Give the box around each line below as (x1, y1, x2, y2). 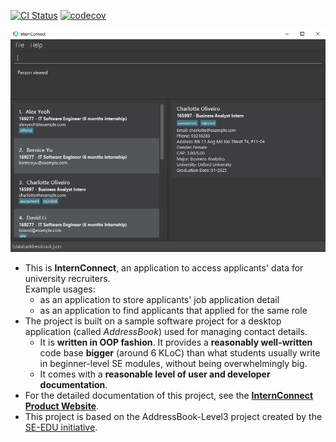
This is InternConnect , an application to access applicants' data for (24, 261, 304, 274)
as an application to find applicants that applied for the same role (39, 304, 308, 316)
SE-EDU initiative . (24, 421, 98, 433)
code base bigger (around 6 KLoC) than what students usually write (39, 346, 321, 359)
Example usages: (24, 283, 96, 295)
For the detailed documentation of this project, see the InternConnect (24, 389, 314, 401)
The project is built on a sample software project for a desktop (24, 315, 282, 327)
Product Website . (24, 400, 100, 412)
